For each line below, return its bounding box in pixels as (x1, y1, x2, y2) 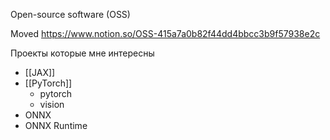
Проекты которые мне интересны (10, 47, 155, 59)
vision (39, 99, 65, 110)
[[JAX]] (24, 67, 56, 78)
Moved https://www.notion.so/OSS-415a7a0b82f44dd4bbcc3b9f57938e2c (10, 28, 321, 39)
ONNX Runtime (24, 120, 88, 131)
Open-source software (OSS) (10, 9, 131, 20)
